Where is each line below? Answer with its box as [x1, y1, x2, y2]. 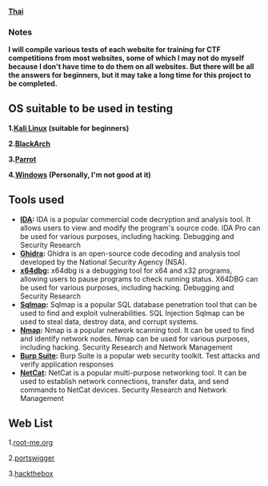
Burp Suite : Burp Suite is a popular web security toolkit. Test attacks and [19, 350, 260, 360]
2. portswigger [8, 453, 55, 463]
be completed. [8, 79, 58, 88]
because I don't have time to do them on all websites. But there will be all [8, 61, 254, 71]
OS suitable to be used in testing [8, 102, 174, 115]
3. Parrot [8, 154, 37, 164]
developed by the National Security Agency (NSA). [19, 257, 187, 266]
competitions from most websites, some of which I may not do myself [8, 53, 245, 63]
